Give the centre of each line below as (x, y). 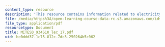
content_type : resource (29, 10)
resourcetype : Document (29, 28)
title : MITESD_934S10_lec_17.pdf (39, 32)
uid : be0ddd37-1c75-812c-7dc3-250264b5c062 (50, 37)
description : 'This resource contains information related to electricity (83, 14)
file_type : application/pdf (34, 23)
